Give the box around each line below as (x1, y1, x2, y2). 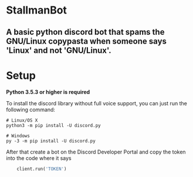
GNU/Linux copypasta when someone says (6, 36, 167, 46)
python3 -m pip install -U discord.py (6, 122, 101, 128)
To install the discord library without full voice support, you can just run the (6, 99, 188, 106)
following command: (6, 106, 56, 113)
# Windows (6, 133, 31, 139)
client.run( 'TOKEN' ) (16, 166, 67, 172)
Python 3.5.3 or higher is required (6, 88, 90, 95)
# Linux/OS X (6, 117, 38, 123)
